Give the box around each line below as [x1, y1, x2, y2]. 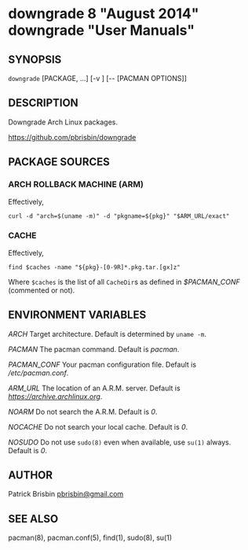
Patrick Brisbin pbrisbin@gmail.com [8, 489, 124, 499]
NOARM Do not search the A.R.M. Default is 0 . [8, 407, 158, 416]
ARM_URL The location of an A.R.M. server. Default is [8, 383, 181, 393]
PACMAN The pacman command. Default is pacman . [8, 344, 180, 354]
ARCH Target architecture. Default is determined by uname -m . [8, 329, 206, 338]
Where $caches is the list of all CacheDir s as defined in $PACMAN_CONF [8, 277, 241, 286]
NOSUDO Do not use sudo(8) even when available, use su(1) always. [8, 437, 232, 447]
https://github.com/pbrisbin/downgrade [8, 132, 137, 142]
